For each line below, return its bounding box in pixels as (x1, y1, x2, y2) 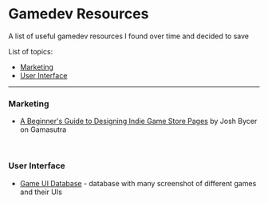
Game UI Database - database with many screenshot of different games (19, 178, 257, 188)
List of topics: (8, 46, 53, 56)
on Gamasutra (19, 125, 67, 134)
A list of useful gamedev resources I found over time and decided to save (8, 31, 250, 41)
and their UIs (19, 187, 62, 197)
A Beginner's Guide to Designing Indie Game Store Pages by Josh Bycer (19, 117, 258, 126)
